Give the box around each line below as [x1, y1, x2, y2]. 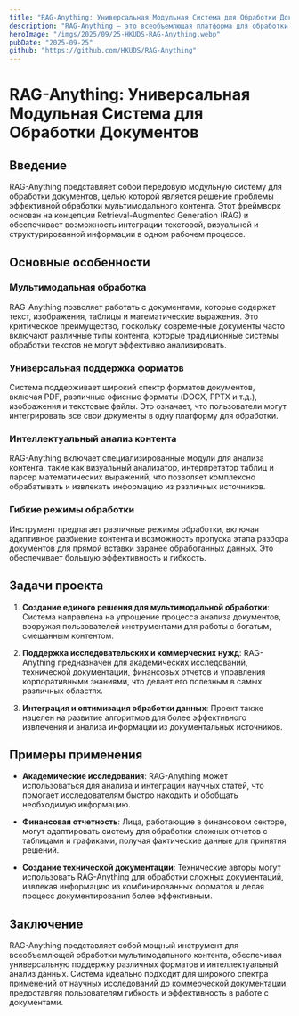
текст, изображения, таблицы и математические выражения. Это [9, 311, 259, 322]
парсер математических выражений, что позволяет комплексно [9, 471, 256, 482]
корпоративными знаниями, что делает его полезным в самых [21, 676, 263, 686]
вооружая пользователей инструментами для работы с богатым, [21, 620, 271, 631]
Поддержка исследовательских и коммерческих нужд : [21, 647, 242, 658]
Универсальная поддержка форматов [9, 362, 184, 374]
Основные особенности [9, 255, 150, 270]
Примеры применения [9, 747, 143, 762]
